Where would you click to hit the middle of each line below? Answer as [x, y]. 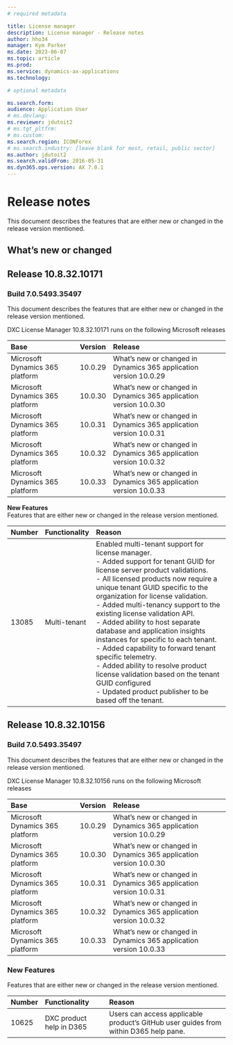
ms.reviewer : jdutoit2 [40, 122]
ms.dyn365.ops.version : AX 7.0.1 [55, 167]
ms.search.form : [31, 103]
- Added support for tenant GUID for [155, 561]
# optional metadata [37, 90]
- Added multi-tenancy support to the [158, 605]
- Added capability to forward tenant [156, 648]
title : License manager [42, 26]
